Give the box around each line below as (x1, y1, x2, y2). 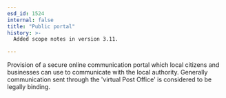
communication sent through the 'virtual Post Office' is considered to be (7, 75, 212, 84)
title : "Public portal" (7, 23, 76, 30)
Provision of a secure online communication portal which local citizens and (7, 61, 220, 69)
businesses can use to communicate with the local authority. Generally (7, 68, 208, 77)
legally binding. (7, 83, 50, 91)
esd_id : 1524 (7, 10, 45, 17)
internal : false (7, 17, 54, 23)
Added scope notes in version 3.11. (13, 36, 119, 43)
